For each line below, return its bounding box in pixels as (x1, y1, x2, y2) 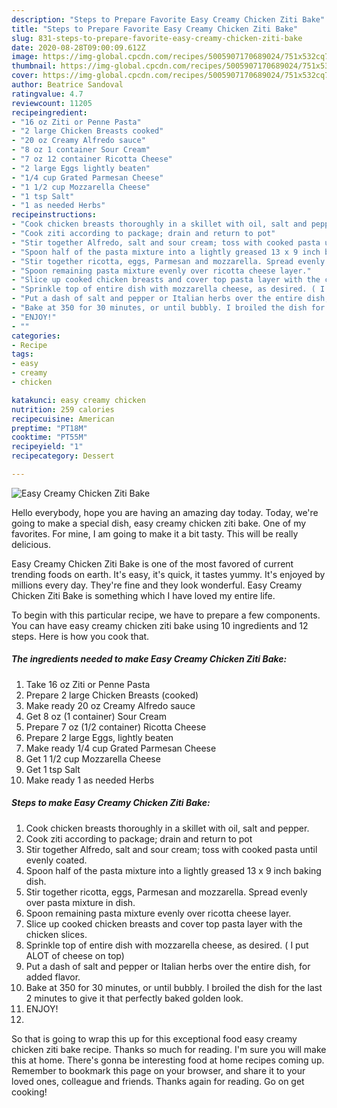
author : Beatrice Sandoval (11, 80, 124, 90)
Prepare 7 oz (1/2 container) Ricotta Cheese (25, 721, 207, 733)
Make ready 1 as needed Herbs (25, 774, 155, 786)
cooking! (11, 1086, 48, 1098)
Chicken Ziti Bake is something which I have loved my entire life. (11, 589, 276, 601)
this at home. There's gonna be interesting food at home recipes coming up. (11, 1054, 325, 1066)
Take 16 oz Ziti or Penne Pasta (25, 678, 151, 690)
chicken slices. (25, 928, 88, 940)
